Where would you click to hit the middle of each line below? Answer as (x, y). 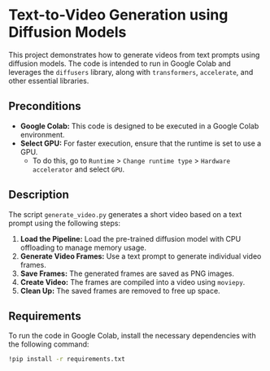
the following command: (49, 344)
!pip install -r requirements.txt (67, 360)
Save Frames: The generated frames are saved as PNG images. (127, 273)
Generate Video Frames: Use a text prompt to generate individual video (141, 256)
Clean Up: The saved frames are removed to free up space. (120, 290)
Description (39, 195)
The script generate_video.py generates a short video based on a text (125, 214)
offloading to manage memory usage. (83, 247)
